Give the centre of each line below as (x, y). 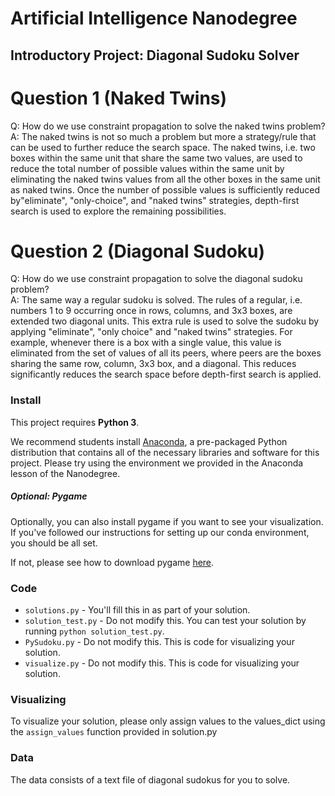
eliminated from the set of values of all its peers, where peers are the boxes (166, 353)
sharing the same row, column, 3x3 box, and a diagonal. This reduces (153, 364)
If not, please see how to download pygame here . (112, 562)
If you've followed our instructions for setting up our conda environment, (160, 532)
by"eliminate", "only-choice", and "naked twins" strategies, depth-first (155, 200)
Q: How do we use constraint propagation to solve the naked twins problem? (168, 126)
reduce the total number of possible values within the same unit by (147, 168)
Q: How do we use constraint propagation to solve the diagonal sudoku (156, 279)
